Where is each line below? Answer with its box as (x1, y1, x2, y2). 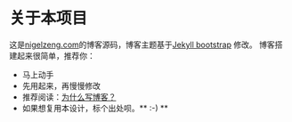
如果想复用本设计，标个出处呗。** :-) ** (21, 102, 169, 113)
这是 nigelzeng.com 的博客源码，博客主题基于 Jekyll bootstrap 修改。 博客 (9, 39, 275, 50)
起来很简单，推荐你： (16, 50, 95, 61)
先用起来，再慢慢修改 (21, 80, 101, 91)
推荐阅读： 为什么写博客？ (21, 91, 117, 102)
